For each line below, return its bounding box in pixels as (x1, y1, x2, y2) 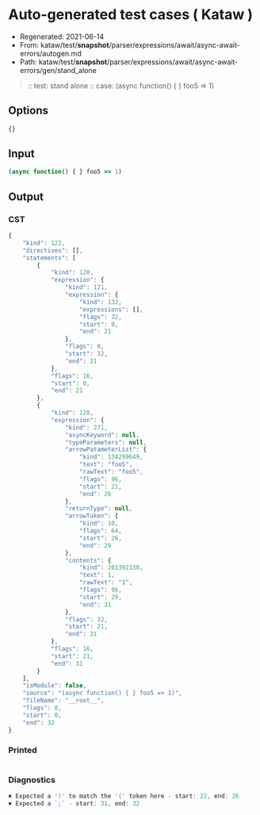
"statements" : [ (22, 254, 77, 262)
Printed (8, 744, 37, 755)
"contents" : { (64, 556, 112, 564)
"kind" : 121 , (64, 283, 109, 291)
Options (8, 104, 49, 117)
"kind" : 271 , (64, 423, 109, 432)
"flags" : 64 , (78, 527, 123, 535)
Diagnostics (8, 774, 55, 785)
